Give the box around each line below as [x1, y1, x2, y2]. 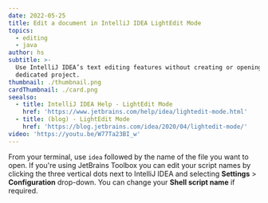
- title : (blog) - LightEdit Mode [15, 115, 130, 123]
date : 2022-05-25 [8, 11, 66, 20]
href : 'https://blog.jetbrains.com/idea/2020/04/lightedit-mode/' [22, 123, 248, 131]
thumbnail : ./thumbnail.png [8, 78, 102, 86]
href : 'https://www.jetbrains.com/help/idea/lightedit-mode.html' [22, 108, 248, 116]
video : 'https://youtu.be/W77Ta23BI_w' [8, 130, 141, 138]
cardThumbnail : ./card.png [8, 85, 98, 94]
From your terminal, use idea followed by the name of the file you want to [8, 152, 249, 162]
